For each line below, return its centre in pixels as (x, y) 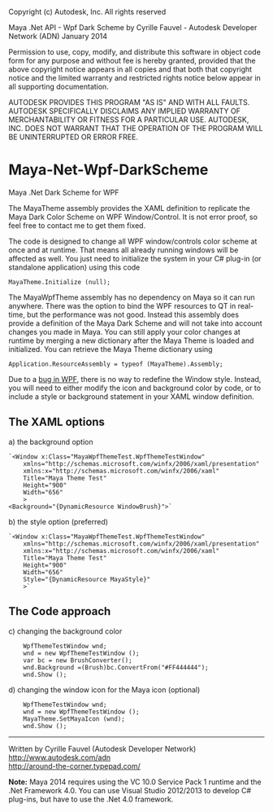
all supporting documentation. (59, 86)
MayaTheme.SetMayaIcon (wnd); (74, 719)
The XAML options (57, 422)
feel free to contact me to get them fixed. (77, 225)
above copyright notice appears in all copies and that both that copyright (130, 69)
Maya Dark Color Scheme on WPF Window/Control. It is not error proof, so (133, 217)
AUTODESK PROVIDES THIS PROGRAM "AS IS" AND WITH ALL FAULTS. (129, 102)
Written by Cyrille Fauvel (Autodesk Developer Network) (102, 748)
